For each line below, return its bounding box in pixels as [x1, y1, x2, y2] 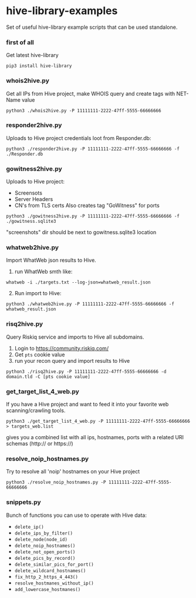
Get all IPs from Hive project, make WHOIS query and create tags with [6, 90, 175, 97]
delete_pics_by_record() [14, 555, 76, 561]
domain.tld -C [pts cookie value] [6, 373, 91, 380]
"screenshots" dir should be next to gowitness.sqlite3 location [6, 229, 157, 236]
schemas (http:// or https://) [6, 440, 73, 447]
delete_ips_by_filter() [14, 530, 73, 536]
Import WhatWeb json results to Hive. [6, 257, 97, 264]
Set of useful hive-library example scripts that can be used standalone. [6, 24, 178, 31]
